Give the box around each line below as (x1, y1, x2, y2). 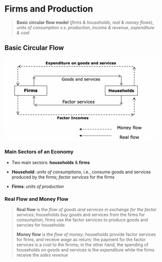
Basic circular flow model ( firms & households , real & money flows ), (16, 19, 154, 25)
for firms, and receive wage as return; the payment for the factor (16, 236, 146, 242)
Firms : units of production (11, 183, 64, 189)
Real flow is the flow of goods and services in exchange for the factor (16, 206, 157, 212)
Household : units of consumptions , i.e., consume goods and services (11, 169, 151, 175)
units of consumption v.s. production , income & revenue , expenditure (16, 24, 155, 30)
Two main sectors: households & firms (11, 159, 90, 165)
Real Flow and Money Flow (4, 196, 69, 202)
